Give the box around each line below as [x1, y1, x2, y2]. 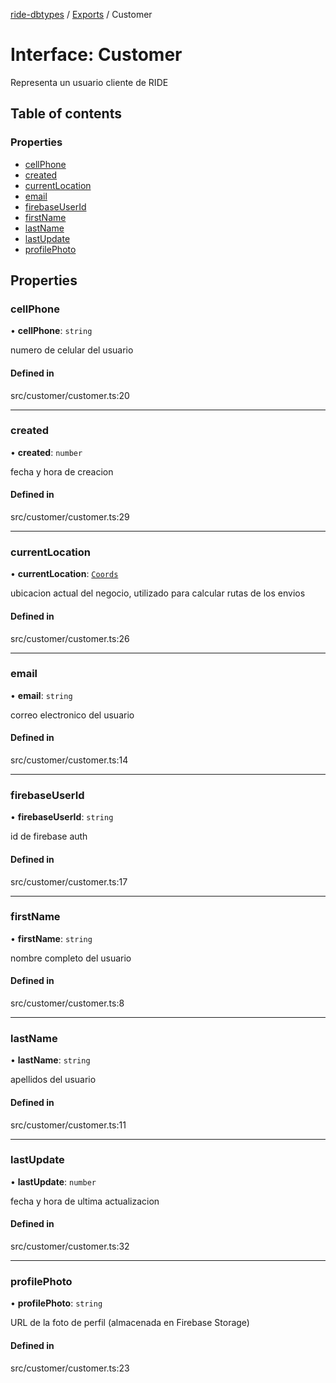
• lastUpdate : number [10, 1175, 97, 1188]
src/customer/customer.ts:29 [10, 511, 130, 523]
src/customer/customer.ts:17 [10, 875, 128, 888]
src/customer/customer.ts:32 [10, 1240, 130, 1253]
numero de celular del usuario [10, 344, 134, 356]
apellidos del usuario [10, 1074, 97, 1086]
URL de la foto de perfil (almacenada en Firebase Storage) [10, 1317, 250, 1329]
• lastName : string [10, 1054, 91, 1066]
